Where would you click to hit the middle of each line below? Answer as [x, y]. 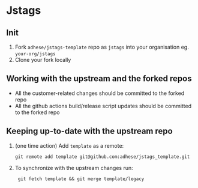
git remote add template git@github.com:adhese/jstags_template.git [102, 157]
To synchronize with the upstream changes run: [74, 168]
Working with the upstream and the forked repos [99, 79]
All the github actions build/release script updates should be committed [103, 106]
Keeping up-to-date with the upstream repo [89, 131]
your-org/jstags [35, 54]
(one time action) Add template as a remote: [69, 145]
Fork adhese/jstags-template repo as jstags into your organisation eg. [102, 47]
